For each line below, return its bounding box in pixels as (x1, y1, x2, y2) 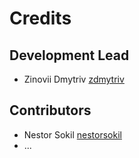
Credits (9, 7, 72, 30)
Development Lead (9, 47, 130, 64)
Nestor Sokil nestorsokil (23, 128, 122, 141)
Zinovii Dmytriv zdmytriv (23, 73, 125, 85)
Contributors (9, 102, 92, 119)
